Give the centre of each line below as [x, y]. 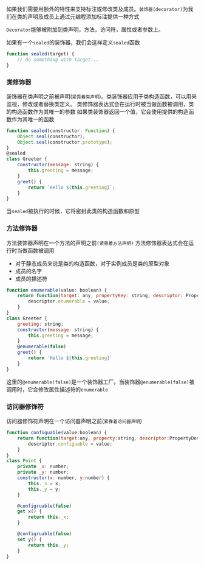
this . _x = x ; [45, 483]
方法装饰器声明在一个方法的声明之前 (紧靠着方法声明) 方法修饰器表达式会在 [97, 243]
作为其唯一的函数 [33, 119]
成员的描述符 [31, 278]
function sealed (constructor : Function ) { [61, 131]
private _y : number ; [43, 472]
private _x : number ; [43, 467]
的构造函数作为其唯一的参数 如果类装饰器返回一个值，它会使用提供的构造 [97, 111]
